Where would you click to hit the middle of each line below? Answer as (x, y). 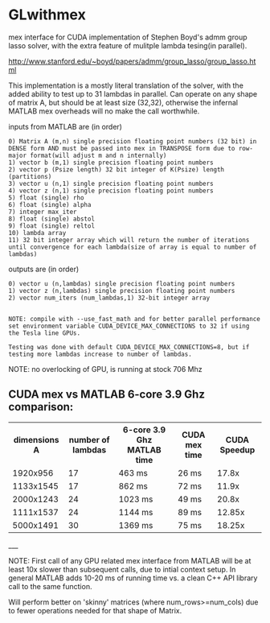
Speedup (237, 450)
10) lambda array (37, 233)
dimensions (36, 439)
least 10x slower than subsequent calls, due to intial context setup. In (122, 569)
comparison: (41, 407)
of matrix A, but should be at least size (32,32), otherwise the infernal (123, 102)
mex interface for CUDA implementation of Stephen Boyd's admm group (128, 37)
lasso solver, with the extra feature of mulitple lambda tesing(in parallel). (128, 45)
